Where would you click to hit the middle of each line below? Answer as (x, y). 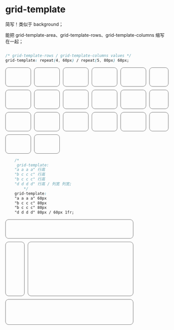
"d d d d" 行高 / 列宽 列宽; (43, 184)
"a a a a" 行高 (30, 170)
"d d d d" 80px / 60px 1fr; (44, 213)
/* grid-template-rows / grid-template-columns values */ (68, 55)
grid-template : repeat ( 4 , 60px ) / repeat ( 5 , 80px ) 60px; (67, 60)
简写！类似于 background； (35, 24)
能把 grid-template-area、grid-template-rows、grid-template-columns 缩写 (85, 35)
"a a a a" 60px (31, 198)
